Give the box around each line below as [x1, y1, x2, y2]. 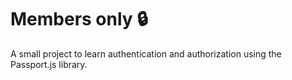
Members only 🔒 [10, 8, 148, 31]
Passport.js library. [10, 58, 88, 70]
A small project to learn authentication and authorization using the [10, 47, 282, 60]
